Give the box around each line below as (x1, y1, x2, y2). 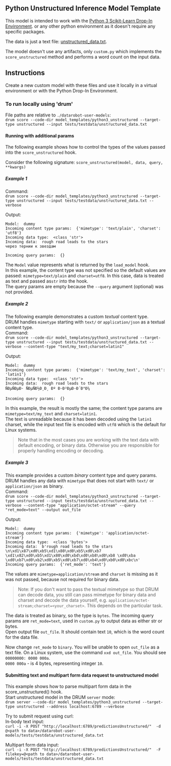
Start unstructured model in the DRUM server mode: (5, 694, 115, 701)
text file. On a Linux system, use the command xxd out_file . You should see (5, 649, 166, 656)
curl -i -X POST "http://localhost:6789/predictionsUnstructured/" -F (5, 747, 161, 753)
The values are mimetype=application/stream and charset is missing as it (5, 571, 158, 577)
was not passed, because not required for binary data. (5, 576, 120, 583)
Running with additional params (5, 132, 75, 138)
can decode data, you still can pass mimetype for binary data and (17, 592, 156, 598)
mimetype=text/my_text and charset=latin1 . (5, 411, 97, 417)
